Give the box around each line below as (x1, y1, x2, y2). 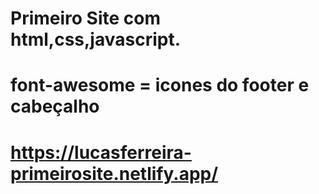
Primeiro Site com (10, 7, 162, 30)
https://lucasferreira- (10, 141, 192, 164)
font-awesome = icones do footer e (10, 74, 310, 97)
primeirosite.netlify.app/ (10, 162, 219, 185)
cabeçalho (10, 95, 100, 118)
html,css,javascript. (10, 28, 182, 51)
